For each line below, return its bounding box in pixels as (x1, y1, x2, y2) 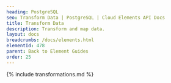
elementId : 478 (6, 43, 45, 49)
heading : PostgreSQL (6, 8, 59, 15)
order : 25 (6, 54, 32, 60)
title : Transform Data (6, 20, 64, 26)
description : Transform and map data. (6, 25, 105, 32)
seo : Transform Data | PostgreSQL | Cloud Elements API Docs (6, 15, 166, 21)
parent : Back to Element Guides (6, 48, 89, 55)
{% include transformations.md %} (6, 70, 94, 78)
